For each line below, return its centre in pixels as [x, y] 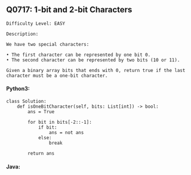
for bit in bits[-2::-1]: [60, 122]
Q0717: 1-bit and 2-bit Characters [69, 10]
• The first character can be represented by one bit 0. [78, 55]
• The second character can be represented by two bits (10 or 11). [93, 60]
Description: [22, 34]
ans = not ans [66, 133]
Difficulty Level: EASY [36, 23]
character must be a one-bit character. [57, 76]
